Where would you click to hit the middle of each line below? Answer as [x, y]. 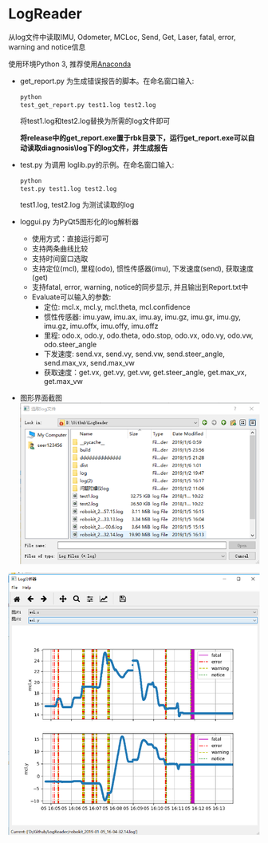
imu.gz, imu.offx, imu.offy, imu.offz [101, 326]
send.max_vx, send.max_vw [89, 362]
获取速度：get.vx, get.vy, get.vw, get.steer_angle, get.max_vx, [145, 372]
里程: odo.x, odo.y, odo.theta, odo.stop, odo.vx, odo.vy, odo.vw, [148, 335]
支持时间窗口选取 [60, 258]
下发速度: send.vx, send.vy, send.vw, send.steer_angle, [134, 354]
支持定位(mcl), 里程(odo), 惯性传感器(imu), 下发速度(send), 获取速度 [142, 268]
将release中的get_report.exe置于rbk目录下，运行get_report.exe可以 [134, 137]
